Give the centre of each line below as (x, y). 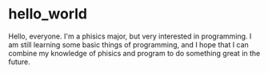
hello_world (48, 14)
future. (19, 62)
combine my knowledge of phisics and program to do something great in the (134, 53)
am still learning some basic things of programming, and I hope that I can (129, 44)
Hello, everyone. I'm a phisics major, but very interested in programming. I (130, 36)
